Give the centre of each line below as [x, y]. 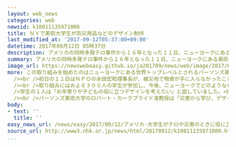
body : [15, 105]
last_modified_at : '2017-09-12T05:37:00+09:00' [78, 40]
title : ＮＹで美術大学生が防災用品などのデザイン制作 [76, 33]
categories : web [31, 20]
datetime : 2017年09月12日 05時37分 [57, 46]
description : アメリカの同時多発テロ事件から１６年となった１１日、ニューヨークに [114, 53]
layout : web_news [33, 14]
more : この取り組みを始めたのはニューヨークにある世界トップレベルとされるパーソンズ [116, 72]
